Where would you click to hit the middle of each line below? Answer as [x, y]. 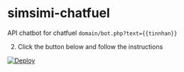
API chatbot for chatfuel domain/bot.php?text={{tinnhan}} [92, 33]
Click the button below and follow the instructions [90, 46]
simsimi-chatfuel [59, 13]
